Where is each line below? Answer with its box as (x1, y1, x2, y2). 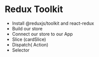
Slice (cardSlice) (12, 36, 46, 42)
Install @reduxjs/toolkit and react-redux (12, 20, 94, 26)
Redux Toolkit (5, 4, 63, 15)
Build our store (12, 25, 43, 31)
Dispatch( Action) (12, 41, 49, 47)
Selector (12, 47, 30, 53)
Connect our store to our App (12, 31, 73, 37)
